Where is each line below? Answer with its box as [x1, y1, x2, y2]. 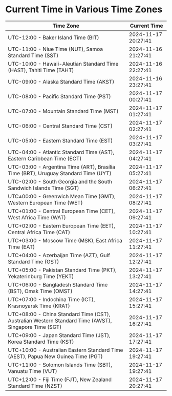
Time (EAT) [8, 243, 35, 251]
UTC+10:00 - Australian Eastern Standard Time [8, 346, 123, 353]
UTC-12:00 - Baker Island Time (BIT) [8, 34, 99, 41]
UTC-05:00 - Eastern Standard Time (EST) [8, 137, 113, 144]
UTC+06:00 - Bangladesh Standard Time [8, 281, 108, 288]
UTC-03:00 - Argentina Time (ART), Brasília [8, 163, 115, 170]
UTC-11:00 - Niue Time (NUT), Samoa [8, 45, 103, 52]
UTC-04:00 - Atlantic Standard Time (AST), [8, 149, 115, 156]
